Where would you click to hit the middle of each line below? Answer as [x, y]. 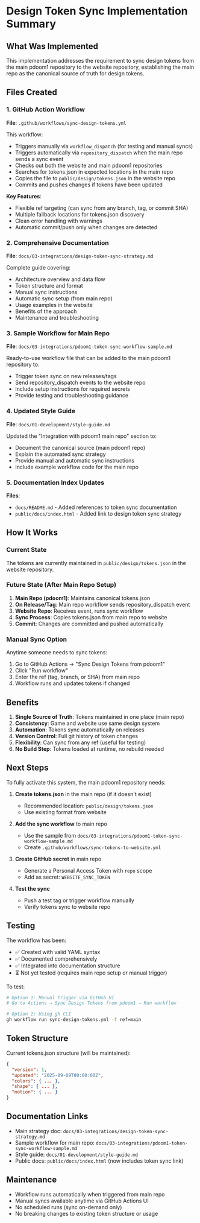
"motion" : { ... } [35, 1092]
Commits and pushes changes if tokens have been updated [89, 185]
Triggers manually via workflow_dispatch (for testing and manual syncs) [104, 146]
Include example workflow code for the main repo [77, 467]
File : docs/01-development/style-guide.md [58, 424]
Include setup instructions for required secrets [73, 389]
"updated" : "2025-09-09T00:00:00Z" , [58, 1075]
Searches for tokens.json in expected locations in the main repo [94, 172]
